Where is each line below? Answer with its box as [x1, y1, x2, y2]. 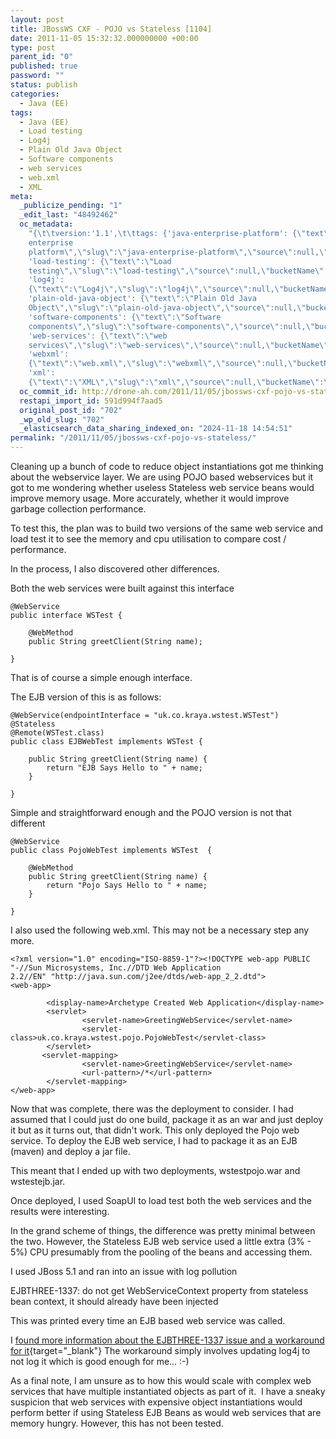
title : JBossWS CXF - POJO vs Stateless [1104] [10, 24, 213, 34]
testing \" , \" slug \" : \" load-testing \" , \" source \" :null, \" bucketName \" [28, 266, 325, 276]
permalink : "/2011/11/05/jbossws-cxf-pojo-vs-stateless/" [10, 433, 257, 443]
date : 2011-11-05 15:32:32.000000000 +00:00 [10, 33, 199, 43]
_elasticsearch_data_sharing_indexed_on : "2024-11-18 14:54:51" [19, 424, 293, 434]
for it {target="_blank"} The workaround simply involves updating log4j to [10, 1345, 311, 1356]
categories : [10, 89, 60, 99]
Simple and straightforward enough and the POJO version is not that [10, 807, 292, 818]
